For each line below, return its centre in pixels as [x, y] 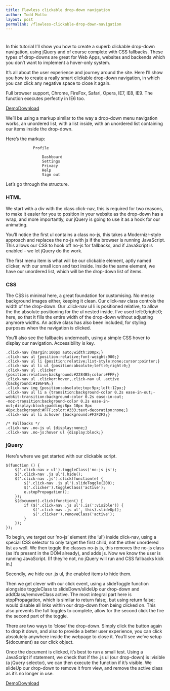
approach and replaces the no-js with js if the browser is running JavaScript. [86, 240]
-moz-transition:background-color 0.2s [48, 402]
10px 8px [83, 406]
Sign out [51, 175]
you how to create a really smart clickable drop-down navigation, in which [83, 78]
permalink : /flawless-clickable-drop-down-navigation [64, 24]
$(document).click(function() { [49, 501]
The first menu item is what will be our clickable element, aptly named [78, 260]
